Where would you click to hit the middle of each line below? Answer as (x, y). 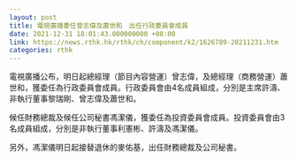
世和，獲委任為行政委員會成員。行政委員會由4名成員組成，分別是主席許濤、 (147, 88)
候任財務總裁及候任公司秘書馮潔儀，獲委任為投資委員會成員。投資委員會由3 (147, 118)
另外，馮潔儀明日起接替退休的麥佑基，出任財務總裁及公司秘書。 (125, 148)
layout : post (33, 17)
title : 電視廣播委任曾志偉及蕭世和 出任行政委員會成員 (99, 26)
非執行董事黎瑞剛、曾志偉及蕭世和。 (75, 99)
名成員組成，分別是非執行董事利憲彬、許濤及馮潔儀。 (106, 128)
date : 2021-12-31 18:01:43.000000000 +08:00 (92, 34)
